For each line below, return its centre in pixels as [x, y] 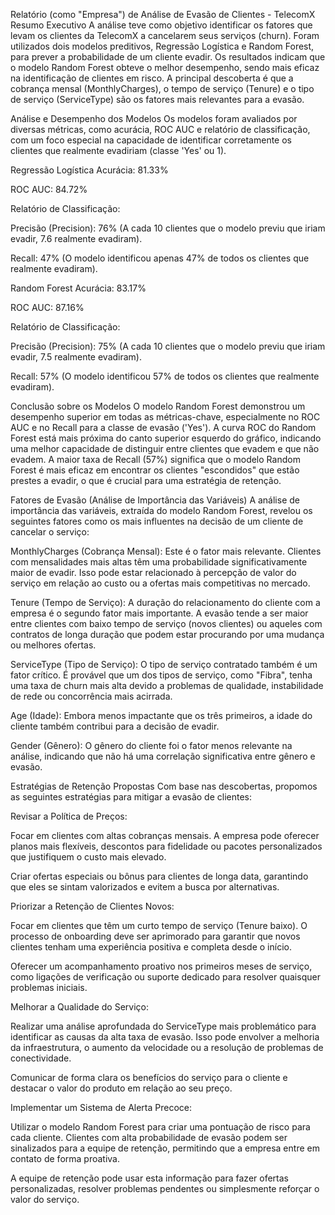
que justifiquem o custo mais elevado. [88, 857]
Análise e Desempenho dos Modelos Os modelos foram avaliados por [154, 118]
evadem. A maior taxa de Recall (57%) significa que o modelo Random [155, 459]
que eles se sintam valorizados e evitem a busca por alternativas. [145, 887]
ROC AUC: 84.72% [49, 189]
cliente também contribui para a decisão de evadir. [115, 726]
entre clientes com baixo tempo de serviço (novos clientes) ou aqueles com [166, 623]
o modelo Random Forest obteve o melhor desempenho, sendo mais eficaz [165, 67]
